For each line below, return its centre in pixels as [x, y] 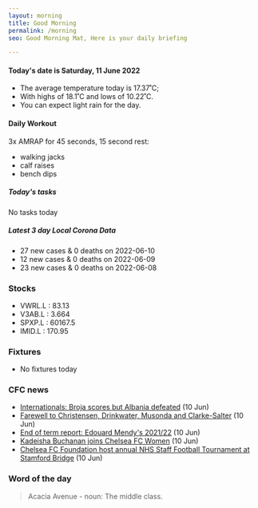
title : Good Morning [43, 23]
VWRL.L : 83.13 [45, 305]
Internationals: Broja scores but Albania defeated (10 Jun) [114, 407]
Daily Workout [33, 124]
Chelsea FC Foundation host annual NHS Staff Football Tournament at [135, 450]
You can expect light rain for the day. [80, 105]
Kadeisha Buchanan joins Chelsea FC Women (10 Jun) [109, 441]
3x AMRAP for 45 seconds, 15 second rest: [79, 141]
